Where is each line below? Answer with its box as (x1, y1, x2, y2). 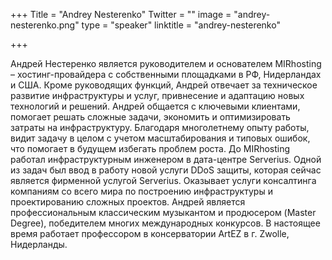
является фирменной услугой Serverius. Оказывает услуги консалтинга (10, 175, 317, 186)
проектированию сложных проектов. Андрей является (10, 196, 246, 208)
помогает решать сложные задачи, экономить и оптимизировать (10, 111, 291, 123)
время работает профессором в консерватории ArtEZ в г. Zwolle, (10, 228, 290, 239)
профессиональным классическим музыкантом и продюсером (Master (10, 207, 317, 218)
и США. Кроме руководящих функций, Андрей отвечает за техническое (10, 79, 318, 91)
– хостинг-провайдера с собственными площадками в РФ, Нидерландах (10, 69, 322, 80)
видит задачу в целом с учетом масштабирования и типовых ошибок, (10, 132, 311, 144)
